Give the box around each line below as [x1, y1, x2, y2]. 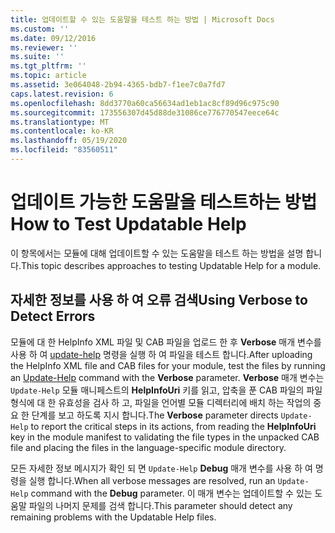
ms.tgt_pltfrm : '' [10, 61, 87, 71]
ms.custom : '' [10, 24, 70, 34]
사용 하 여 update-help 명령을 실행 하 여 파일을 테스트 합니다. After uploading [10, 348, 313, 360]
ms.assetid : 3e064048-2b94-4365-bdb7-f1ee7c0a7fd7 [10, 80, 226, 90]
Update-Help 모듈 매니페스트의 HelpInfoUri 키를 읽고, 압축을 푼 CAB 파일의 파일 [10, 384, 323, 396]
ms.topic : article [10, 71, 87, 81]
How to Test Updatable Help [10, 213, 247, 236]
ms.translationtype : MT [10, 117, 110, 127]
